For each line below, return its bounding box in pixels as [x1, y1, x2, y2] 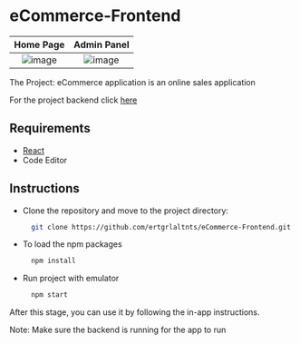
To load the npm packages [22, 239, 122, 250]
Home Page [14, 38, 65, 51]
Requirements [9, 121, 91, 136]
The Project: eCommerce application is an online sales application [9, 76, 256, 87]
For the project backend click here [9, 94, 138, 105]
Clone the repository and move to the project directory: [22, 205, 229, 216]
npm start [31, 290, 68, 300]
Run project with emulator [22, 273, 120, 284]
